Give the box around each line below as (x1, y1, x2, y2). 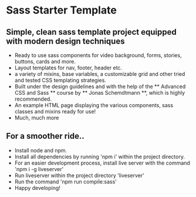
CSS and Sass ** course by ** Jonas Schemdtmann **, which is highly (14, 89, 185, 96)
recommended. (14, 95, 52, 102)
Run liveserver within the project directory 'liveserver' (14, 172, 145, 179)
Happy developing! (14, 184, 60, 191)
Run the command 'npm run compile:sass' (14, 178, 117, 185)
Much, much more (14, 114, 59, 121)
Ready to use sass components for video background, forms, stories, (14, 52, 182, 59)
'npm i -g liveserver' (14, 165, 64, 172)
